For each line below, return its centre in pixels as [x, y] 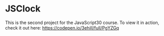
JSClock [23, 9]
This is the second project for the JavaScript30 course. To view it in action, [82, 22]
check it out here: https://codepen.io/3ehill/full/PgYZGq [62, 27]
